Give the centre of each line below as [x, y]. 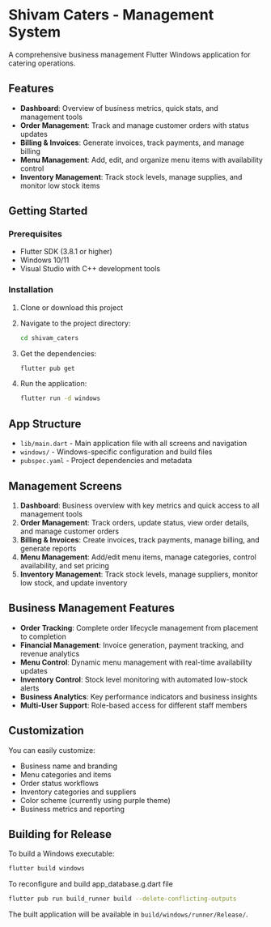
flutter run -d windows [60, 398]
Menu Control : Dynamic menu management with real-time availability [136, 662]
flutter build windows [47, 869]
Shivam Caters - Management [111, 15]
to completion [43, 636]
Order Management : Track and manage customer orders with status [134, 125]
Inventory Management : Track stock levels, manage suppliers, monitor [139, 574]
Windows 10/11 [44, 260]
